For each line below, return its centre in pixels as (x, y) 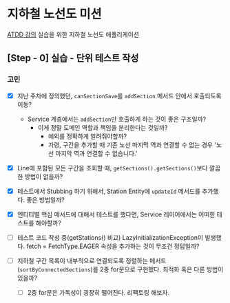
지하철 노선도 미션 (54, 14)
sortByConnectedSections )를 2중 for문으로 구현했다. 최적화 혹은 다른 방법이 (122, 269)
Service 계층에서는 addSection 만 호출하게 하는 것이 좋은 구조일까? (117, 119)
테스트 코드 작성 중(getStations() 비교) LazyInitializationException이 (110, 237)
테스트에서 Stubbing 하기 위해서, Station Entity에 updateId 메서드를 (109, 191)
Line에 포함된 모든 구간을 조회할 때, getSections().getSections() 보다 (112, 168)
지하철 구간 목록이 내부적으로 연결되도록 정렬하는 (82, 260)
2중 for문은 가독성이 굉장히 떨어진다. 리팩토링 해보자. (98, 292)
